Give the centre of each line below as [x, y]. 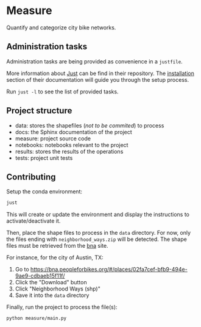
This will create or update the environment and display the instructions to [98, 215]
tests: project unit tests [44, 158]
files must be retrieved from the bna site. [57, 246]
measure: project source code [53, 138]
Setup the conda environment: [44, 192]
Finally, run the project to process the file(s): [62, 307]
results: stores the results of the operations [69, 151]
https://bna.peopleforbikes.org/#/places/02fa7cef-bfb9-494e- [109, 270]
